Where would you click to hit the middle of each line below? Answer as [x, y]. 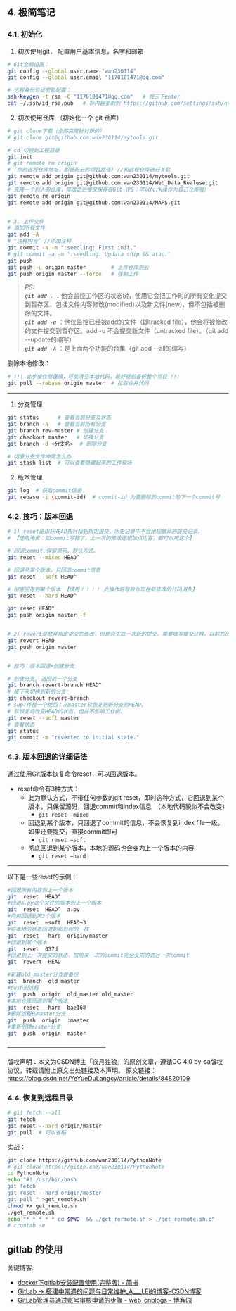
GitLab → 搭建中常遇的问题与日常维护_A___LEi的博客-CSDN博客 [109, 1291]
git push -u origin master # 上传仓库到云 [78, 267]
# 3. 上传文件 [26, 221]
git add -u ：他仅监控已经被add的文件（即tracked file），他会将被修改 [126, 322]
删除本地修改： [29, 363]
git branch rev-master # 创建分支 [55, 431]
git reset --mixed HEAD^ [44, 557]
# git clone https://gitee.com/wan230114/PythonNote [86, 1167]
